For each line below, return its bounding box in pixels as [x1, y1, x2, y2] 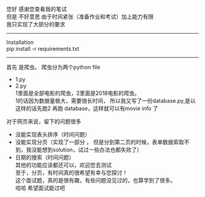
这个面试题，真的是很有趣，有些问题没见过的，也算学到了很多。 [15, 177, 176, 184]
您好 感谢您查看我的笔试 [6, 6, 67, 12]
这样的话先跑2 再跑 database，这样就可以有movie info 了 [15, 105, 159, 112]
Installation [6, 39, 34, 46]
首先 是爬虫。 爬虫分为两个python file [6, 64, 101, 70]
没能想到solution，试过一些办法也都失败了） [31, 146, 142, 153]
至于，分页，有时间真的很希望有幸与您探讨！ [15, 169, 128, 176]
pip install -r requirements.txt [6, 45, 79, 52]
